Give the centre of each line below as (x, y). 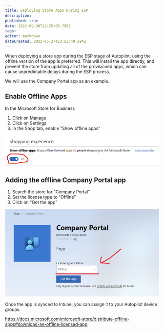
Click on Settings (29, 123)
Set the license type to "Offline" (44, 197)
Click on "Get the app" (35, 202)
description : (18, 15)
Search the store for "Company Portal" (51, 192)
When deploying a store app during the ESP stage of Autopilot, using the (78, 56)
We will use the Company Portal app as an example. (57, 81)
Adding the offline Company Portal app (65, 180)
